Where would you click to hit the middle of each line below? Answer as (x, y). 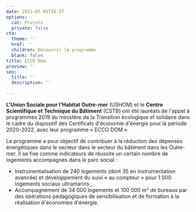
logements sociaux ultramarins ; (54, 184)
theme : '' (23, 39)
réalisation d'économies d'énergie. (57, 203)
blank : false (27, 55)
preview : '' (21, 66)
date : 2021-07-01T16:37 (35, 11)
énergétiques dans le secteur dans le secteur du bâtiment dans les (87, 147)
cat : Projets (27, 22)
